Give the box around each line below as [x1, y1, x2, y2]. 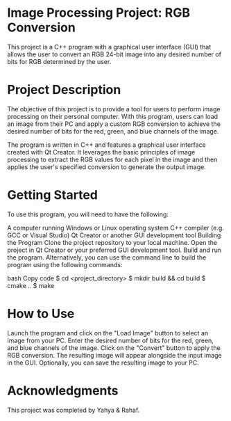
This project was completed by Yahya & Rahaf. [7, 406, 140, 414]
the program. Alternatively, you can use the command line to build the [7, 253, 207, 262]
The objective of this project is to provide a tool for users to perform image [7, 104, 221, 113]
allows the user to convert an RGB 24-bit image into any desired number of [7, 50, 222, 58]
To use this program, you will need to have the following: [7, 210, 169, 219]
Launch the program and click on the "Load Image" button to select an [7, 328, 209, 337]
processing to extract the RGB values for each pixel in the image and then [7, 155, 218, 164]
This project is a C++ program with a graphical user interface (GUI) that [7, 42, 212, 51]
